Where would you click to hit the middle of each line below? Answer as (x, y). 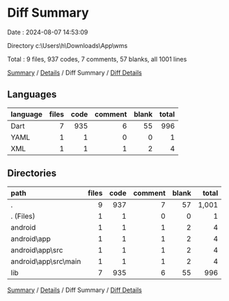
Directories (32, 173)
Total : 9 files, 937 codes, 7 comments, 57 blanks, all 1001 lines (97, 59)
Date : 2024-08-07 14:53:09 (48, 32)
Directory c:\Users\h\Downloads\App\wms (68, 45)
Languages (32, 94)
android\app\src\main (46, 261)
